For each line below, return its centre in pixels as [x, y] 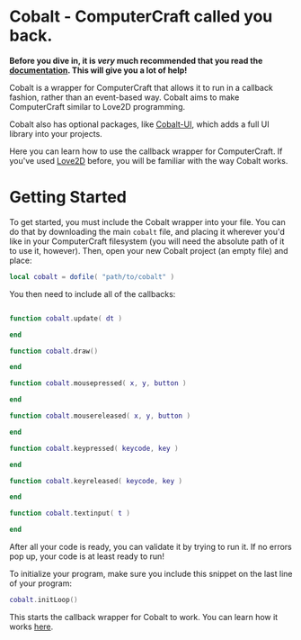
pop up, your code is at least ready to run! [87, 556]
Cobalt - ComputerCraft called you [141, 17]
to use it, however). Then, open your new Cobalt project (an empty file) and [149, 250]
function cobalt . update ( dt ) [66, 318]
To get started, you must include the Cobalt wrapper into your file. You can [147, 221]
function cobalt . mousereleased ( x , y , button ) [100, 416]
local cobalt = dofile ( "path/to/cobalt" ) [92, 276]
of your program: [41, 583]
